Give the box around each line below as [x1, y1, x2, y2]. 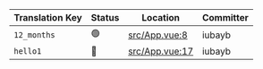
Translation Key [13, 12, 82, 23]
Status [90, 12, 120, 23]
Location [141, 12, 181, 23]
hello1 [13, 47, 42, 56]
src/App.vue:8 [128, 29, 188, 41]
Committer [201, 12, 249, 23]
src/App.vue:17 [128, 45, 194, 57]
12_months [13, 30, 55, 39]
